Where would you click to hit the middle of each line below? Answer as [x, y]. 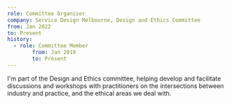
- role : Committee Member [51, 46]
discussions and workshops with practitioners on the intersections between [115, 86]
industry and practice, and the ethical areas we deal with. [89, 93]
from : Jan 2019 [54, 53]
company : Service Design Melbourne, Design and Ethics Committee [104, 20]
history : [20, 40]
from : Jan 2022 [29, 26]
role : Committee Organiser [46, 14]
